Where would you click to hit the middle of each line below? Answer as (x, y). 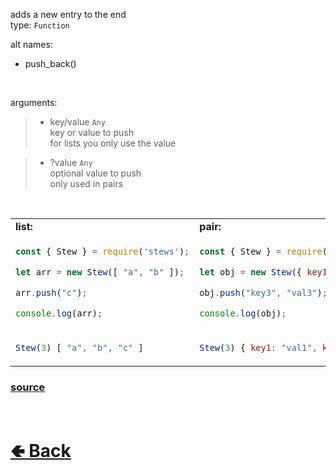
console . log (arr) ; (59, 313)
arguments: (34, 102)
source (28, 387)
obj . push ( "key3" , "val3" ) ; (263, 292)
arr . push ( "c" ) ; (51, 292)
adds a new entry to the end (68, 14)
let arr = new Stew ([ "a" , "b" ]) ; (100, 272)
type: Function (40, 25)
